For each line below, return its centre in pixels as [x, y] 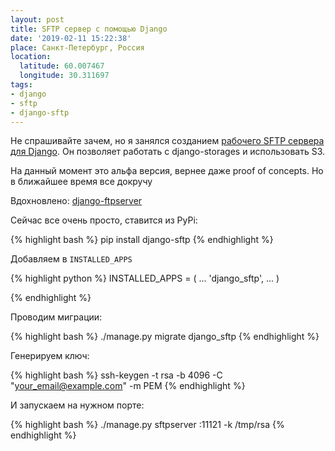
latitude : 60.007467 [62, 66]
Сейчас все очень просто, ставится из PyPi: [104, 220]
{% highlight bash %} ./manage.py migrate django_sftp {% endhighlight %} [165, 337]
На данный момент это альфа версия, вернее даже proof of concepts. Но [167, 171]
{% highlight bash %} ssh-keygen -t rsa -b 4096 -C [116, 375]
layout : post [37, 19]
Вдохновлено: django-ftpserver [76, 201]
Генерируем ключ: [50, 356]
